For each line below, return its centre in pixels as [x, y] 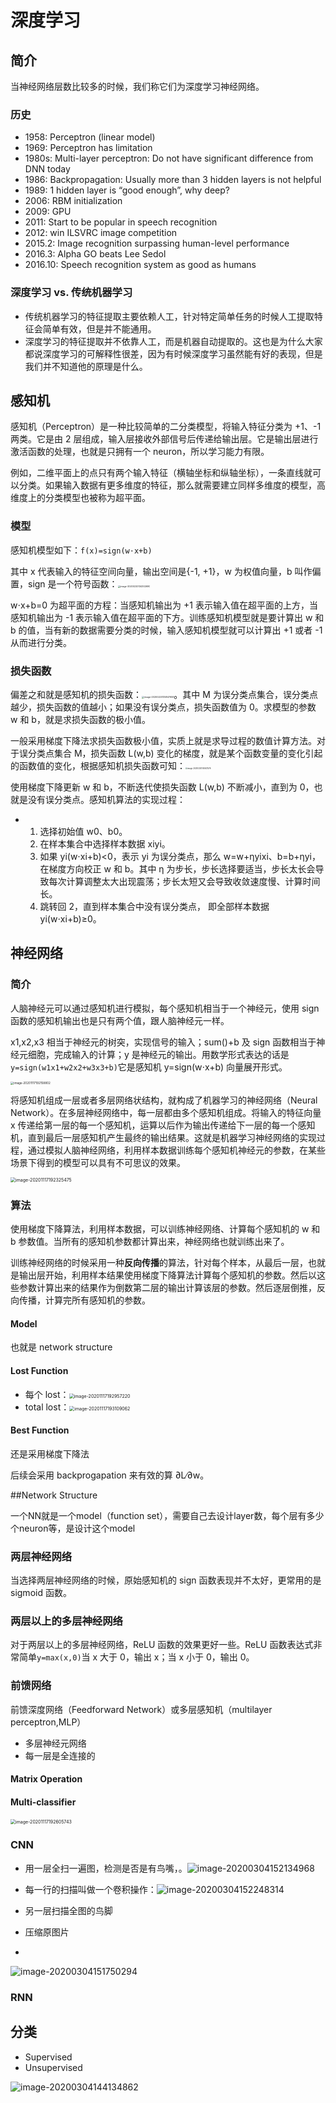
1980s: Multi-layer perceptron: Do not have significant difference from [169, 158]
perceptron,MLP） [48, 1722]
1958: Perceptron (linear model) [90, 137]
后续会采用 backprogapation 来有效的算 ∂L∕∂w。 [110, 1475]
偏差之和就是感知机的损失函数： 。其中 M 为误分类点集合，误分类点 [164, 694]
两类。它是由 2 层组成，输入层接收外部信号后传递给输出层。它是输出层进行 [164, 439]
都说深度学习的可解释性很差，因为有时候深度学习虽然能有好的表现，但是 [173, 353]
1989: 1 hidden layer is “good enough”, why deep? [127, 190]
